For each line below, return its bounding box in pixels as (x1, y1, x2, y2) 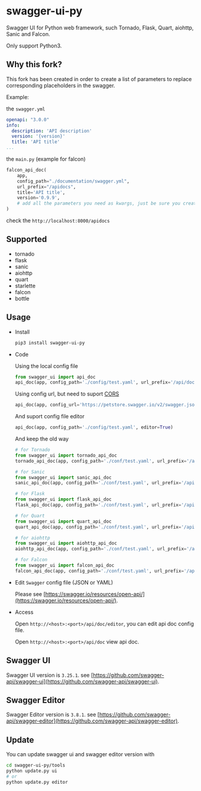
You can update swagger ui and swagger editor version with (6, 751, 155, 758)
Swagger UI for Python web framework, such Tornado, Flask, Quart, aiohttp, (6, 24, 194, 31)
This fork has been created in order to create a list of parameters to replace (6, 75, 192, 82)
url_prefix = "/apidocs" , (17, 184, 77, 190)
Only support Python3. (6, 42, 62, 49)
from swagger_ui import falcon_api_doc (14, 562, 115, 568)
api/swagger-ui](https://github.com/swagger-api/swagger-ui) (6, 678, 158, 685)
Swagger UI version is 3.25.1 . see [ (6, 671, 93, 679)
